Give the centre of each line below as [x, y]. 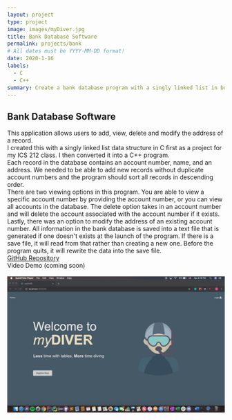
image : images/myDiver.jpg [46, 29]
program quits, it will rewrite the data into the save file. [85, 251]
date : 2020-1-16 [30, 59]
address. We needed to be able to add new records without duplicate [105, 170]
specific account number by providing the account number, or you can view [115, 199]
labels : [18, 66]
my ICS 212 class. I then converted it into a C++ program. [89, 155]
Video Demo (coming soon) [46, 266]
